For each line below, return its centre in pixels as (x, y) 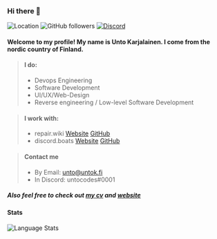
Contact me (41, 156)
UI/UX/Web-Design (62, 95)
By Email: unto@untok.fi (68, 172)
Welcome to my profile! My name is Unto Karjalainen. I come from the (109, 41)
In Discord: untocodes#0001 (75, 180)
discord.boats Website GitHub (77, 141)
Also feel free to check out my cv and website (74, 195)
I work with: (41, 118)
